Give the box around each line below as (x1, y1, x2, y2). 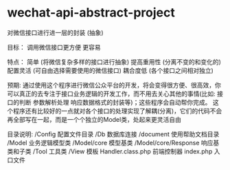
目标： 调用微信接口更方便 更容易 (7, 43, 101, 51)
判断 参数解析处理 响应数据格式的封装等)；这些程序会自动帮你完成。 (19, 98, 211, 106)
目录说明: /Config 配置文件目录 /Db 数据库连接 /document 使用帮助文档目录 (7, 129, 220, 138)
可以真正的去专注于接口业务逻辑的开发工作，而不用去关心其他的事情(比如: (7, 89, 216, 98)
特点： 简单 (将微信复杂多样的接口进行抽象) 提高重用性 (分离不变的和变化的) (7, 57, 222, 66)
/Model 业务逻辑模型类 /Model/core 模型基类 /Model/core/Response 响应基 (7, 138, 220, 147)
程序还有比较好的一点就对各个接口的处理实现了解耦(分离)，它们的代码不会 (12, 107, 222, 115)
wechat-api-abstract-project (7, 5, 175, 21)
